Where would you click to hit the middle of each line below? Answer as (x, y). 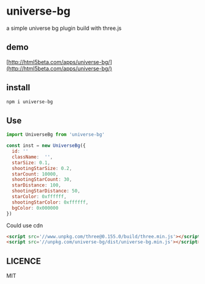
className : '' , (32, 157)
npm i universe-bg (30, 102)
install (18, 87)
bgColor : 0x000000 (35, 208)
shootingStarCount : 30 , (42, 180)
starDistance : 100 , (37, 185)
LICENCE (24, 261)
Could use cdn (25, 225)
